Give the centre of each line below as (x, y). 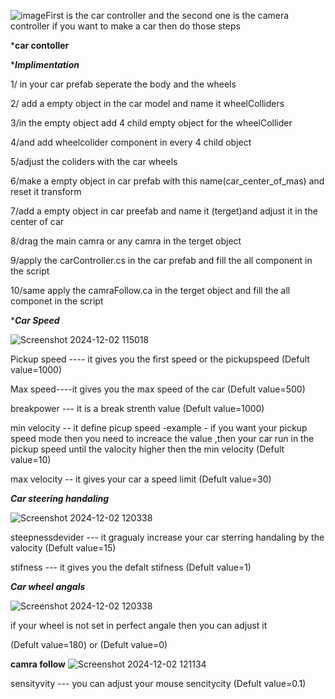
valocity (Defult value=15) (63, 548)
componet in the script (57, 301)
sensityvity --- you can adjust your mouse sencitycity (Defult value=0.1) (158, 683)
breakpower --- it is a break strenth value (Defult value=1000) (137, 408)
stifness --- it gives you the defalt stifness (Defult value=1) (131, 567)
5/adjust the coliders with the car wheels (94, 161)
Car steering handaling (60, 498)
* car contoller (40, 45)
